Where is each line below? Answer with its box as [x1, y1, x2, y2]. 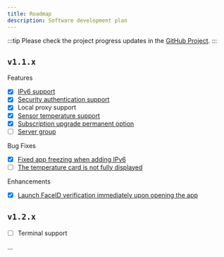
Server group [17, 127, 56, 136]
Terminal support [17, 229, 68, 237]
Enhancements [7, 177, 51, 186]
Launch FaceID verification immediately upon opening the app [17, 191, 199, 199]
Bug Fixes [7, 141, 37, 150]
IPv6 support [17, 88, 56, 96]
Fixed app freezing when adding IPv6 [17, 155, 127, 163]
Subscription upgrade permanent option [17, 119, 135, 128]
